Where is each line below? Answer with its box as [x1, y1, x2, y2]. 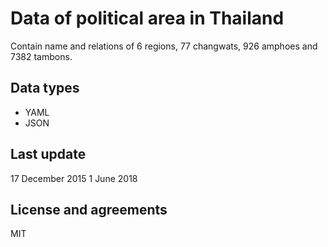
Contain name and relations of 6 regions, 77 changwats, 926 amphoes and [10, 40, 318, 52]
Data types [10, 80, 80, 97]
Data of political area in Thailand [10, 7, 285, 30]
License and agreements [10, 201, 168, 218]
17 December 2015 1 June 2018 [10, 172, 138, 184]
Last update [10, 146, 87, 163]
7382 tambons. [10, 50, 73, 62]
